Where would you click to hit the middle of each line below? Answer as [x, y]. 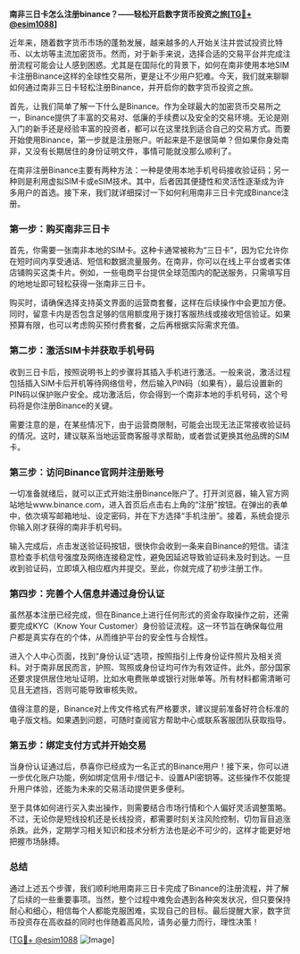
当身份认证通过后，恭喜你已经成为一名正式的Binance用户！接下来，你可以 [146, 767]
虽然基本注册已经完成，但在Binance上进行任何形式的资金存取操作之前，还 [146, 615]
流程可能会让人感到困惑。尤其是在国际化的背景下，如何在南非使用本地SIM [153, 65]
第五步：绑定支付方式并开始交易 [78, 745]
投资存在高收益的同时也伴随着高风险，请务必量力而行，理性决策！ [138, 922]
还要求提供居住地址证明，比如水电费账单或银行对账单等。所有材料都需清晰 [146, 678]
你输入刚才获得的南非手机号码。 [68, 526]
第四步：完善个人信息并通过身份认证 [87, 593]
